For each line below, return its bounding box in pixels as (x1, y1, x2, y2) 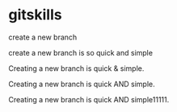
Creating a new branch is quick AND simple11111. (8, 94, 170, 104)
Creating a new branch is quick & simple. (8, 63, 145, 73)
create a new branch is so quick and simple (8, 48, 154, 57)
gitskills (8, 6, 62, 24)
